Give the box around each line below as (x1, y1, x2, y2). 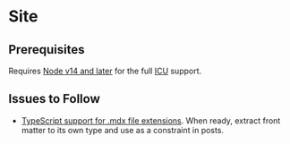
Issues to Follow (8, 91, 100, 106)
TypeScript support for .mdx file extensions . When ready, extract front (21, 114, 281, 126)
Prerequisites (8, 42, 85, 57)
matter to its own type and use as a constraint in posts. (21, 124, 225, 135)
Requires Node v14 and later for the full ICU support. (8, 65, 202, 76)
